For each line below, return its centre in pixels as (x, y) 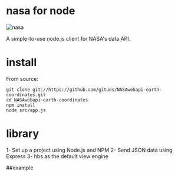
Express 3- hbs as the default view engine (57, 156)
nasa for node (41, 11)
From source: (22, 78)
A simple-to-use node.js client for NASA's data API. (68, 38)
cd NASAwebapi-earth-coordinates (47, 100)
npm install (21, 105)
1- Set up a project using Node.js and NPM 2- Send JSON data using (89, 150)
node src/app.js (26, 110)
